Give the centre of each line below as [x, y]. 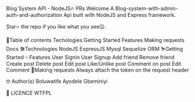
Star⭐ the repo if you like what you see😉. [56, 27]
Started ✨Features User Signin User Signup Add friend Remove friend [90, 57]
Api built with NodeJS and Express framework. [120, 15]
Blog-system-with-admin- [147, 8]
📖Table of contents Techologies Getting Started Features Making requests [95, 40]
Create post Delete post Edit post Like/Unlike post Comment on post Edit [94, 64]
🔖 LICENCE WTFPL [29, 93]
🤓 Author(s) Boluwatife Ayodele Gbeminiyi [57, 81]
